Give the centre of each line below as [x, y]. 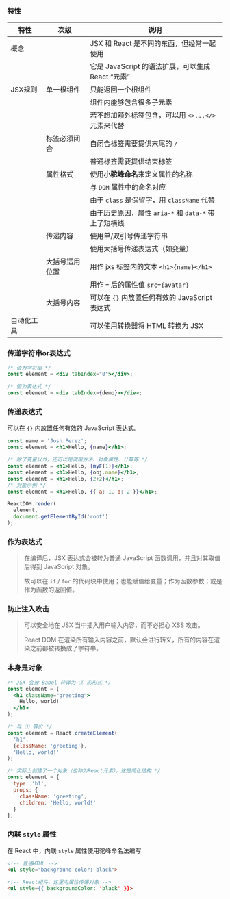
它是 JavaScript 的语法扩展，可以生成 [150, 66]
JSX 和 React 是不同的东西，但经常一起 [153, 44]
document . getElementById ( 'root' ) [61, 517]
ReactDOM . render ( [32, 504]
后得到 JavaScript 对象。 [59, 567]
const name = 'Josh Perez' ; [47, 441]
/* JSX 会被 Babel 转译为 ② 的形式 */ [59, 683]
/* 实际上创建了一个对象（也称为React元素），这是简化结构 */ [84, 771]
